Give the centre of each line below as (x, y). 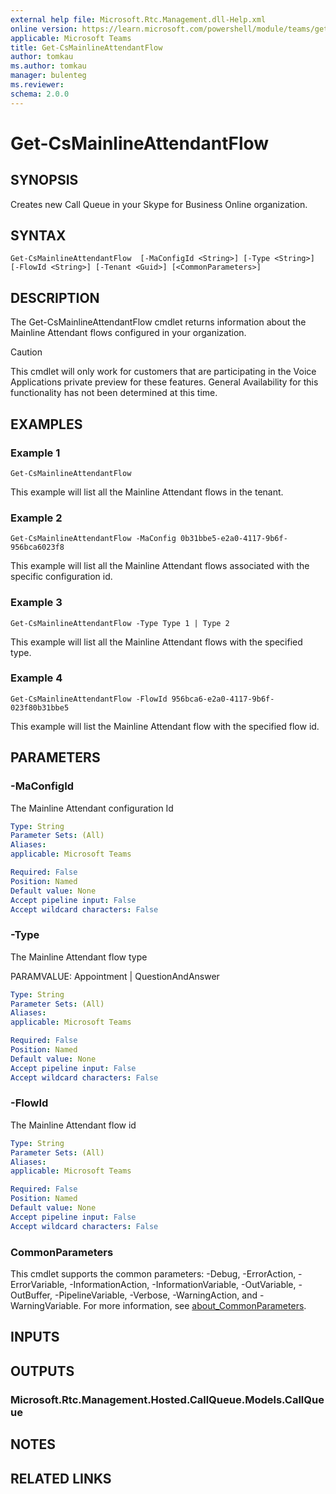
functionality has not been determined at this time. (114, 393)
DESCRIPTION (55, 297)
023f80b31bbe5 (40, 707)
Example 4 (36, 678)
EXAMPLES (46, 424)
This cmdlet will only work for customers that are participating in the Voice (163, 372)
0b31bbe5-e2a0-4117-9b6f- (234, 539)
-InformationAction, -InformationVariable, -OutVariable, (183, 1285)
